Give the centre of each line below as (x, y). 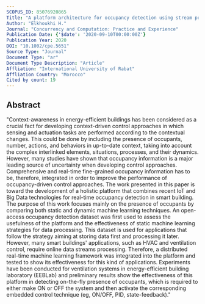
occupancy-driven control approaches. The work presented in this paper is (101, 184)
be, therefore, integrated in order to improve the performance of (87, 178)
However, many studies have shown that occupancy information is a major (100, 158)
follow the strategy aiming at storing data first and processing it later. (93, 236)
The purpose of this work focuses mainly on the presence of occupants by (100, 204)
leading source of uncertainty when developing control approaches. (92, 165)
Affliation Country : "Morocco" (46, 74)
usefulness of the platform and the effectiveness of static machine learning (101, 223)
